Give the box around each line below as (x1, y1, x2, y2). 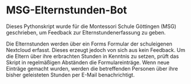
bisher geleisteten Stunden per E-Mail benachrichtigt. (6, 71, 135, 78)
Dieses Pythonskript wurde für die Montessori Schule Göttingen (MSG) (6, 23, 176, 30)
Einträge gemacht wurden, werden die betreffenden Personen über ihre (6, 65, 178, 72)
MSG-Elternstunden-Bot (6, 3, 127, 17)
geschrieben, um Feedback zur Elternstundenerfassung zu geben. (6, 29, 166, 36)
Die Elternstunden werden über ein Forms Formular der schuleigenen (6, 40, 172, 47)
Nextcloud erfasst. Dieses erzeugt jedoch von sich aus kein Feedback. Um (6, 46, 186, 53)
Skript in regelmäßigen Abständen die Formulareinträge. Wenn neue (6, 59, 170, 66)
